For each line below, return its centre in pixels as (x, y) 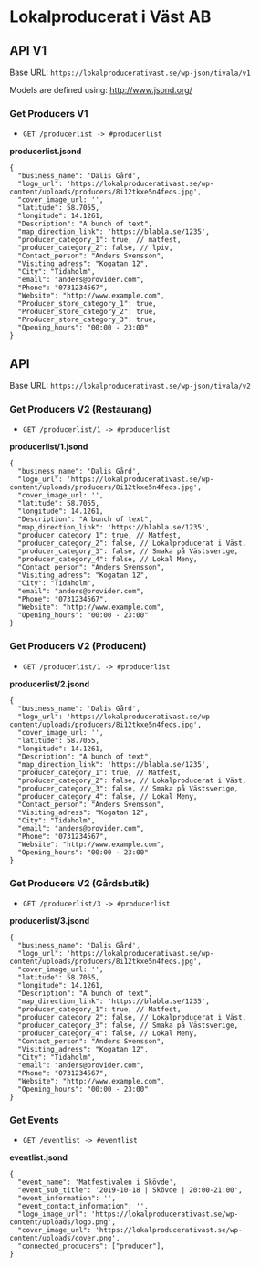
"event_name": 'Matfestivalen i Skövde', (98, 1183)
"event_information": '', (67, 1199)
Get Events (34, 1120)
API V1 (28, 51)
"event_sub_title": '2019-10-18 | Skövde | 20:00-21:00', (130, 1190)
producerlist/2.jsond (50, 684)
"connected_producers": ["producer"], (92, 1246)
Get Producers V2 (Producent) (78, 646)
